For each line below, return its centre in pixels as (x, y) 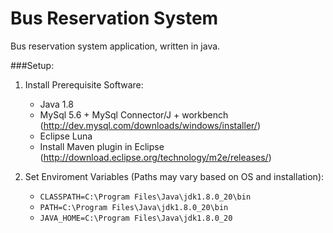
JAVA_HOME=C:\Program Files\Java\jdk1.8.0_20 (136, 218)
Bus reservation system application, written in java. (115, 46)
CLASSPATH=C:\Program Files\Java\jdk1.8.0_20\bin (145, 197)
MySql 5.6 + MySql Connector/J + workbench (134, 114)
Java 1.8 (56, 104)
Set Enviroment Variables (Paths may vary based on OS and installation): (174, 176)
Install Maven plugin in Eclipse (102, 146)
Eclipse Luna (66, 136)
